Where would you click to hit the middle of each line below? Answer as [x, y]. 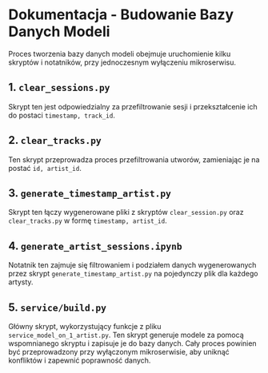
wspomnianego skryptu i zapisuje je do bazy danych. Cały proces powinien [133, 343]
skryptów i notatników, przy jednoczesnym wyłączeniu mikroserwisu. [122, 62]
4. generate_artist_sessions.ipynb [95, 246]
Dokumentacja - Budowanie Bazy [121, 15]
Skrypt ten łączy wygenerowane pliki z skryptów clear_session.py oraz [126, 212]
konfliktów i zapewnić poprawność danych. [80, 360]
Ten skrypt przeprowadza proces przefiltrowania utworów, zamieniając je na [134, 159]
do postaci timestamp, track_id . [62, 115]
